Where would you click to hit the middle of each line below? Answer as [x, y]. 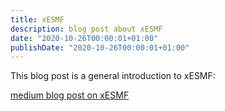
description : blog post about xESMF [86, 29]
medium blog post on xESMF [70, 95]
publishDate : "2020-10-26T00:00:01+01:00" [100, 47]
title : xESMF [37, 19]
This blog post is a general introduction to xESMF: [113, 76]
